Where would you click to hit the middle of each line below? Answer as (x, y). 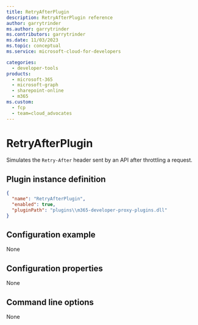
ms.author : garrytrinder (38, 29)
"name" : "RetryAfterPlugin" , (49, 199)
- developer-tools (35, 68)
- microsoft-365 (32, 80)
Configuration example (51, 235)
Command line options (50, 302)
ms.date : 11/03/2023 (33, 40)
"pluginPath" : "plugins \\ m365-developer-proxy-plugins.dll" (90, 210)
